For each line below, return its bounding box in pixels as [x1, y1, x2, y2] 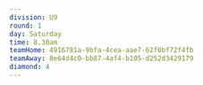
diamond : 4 [9, 63, 50, 72]
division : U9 [9, 12, 58, 22]
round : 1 [9, 21, 42, 30]
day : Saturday [9, 29, 63, 38]
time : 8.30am [9, 37, 58, 47]
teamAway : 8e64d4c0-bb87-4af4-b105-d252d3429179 [9, 54, 194, 63]
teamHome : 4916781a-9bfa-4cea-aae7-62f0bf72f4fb [9, 46, 194, 55]
